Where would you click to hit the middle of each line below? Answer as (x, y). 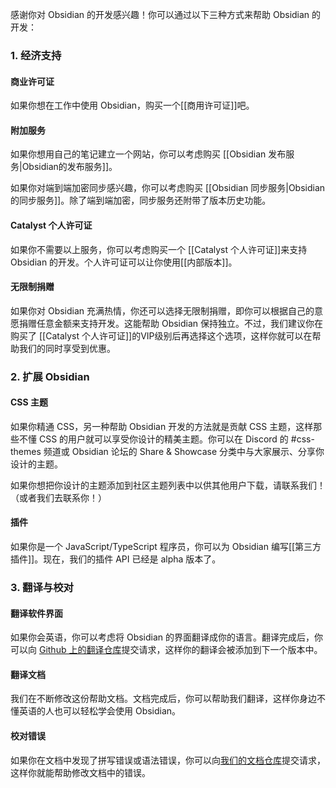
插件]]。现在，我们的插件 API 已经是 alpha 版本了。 (116, 559)
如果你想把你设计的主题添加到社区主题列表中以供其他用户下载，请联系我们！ (168, 485)
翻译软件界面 (36, 613)
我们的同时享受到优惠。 (67, 348)
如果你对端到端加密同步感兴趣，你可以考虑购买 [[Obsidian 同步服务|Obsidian (168, 188)
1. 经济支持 (36, 55)
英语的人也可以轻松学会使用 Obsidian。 (100, 711)
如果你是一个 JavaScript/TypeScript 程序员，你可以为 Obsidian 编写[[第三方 (166, 547)
